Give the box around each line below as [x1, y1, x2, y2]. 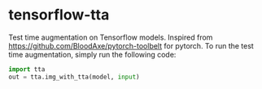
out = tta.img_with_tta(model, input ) [8, 73, 140, 81]
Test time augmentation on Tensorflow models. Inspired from [8, 32, 213, 42]
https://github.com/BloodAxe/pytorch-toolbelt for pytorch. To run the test [8, 40, 254, 50]
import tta [8, 65, 46, 74]
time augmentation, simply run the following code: [8, 49, 177, 59]
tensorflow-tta [8, 6, 110, 24]
